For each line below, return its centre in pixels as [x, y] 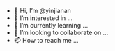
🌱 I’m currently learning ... [51, 25]
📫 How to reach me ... [46, 40]
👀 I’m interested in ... [43, 18]
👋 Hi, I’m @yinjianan [43, 11]
